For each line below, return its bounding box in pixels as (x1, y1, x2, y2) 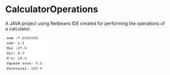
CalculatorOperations (5, 4, 98, 15)
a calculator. (5, 25, 31, 31)
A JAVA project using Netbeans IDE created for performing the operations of (5, 20, 165, 26)
